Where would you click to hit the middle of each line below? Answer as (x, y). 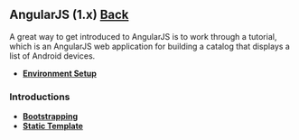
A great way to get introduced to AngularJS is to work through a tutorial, (143, 36)
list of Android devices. (52, 56)
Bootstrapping (50, 117)
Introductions (40, 97)
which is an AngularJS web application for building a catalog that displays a (150, 46)
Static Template (53, 126)
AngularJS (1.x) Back (69, 15)
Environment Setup (60, 73)
